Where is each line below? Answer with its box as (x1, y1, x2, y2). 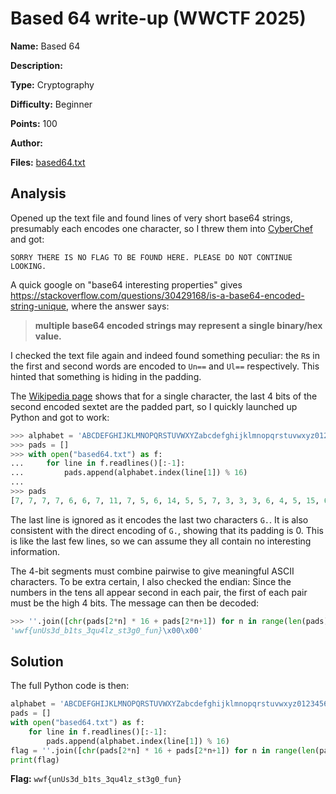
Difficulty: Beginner (10, 98, 93, 110)
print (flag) (10, 755, 60, 765)
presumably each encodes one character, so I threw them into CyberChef (10, 222, 313, 234)
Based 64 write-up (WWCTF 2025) (10, 7, 307, 30)
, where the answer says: (66, 300, 170, 312)
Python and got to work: (10, 411, 110, 423)
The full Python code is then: (10, 680, 130, 692)
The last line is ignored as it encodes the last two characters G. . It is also (10, 513, 309, 526)
